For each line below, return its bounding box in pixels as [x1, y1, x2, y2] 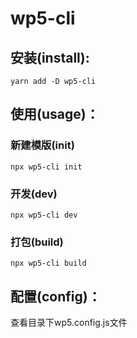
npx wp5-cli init [10, 162, 83, 172]
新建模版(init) [10, 138, 75, 152]
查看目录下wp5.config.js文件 [10, 317, 128, 329]
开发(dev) [10, 187, 58, 201]
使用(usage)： [10, 106, 100, 123]
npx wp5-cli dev [10, 210, 78, 220]
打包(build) [10, 235, 64, 249]
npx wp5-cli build [10, 258, 87, 269]
